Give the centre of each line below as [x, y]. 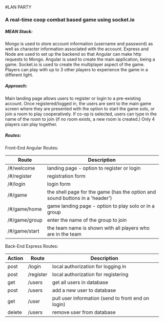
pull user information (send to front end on [101, 298]
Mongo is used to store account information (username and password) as [79, 43]
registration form [66, 176]
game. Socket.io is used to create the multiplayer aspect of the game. [75, 64]
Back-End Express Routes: [32, 246]
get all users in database [80, 282]
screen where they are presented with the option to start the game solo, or [80, 108]
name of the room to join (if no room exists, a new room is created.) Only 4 [80, 119]
